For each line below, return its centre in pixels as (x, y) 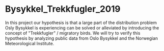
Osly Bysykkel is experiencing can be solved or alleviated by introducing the (82, 27)
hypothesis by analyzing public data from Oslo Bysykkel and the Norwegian (82, 38)
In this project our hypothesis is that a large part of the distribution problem (81, 23)
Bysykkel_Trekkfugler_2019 (63, 9)
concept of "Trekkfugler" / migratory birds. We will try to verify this (73, 33)
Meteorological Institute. (30, 43)
